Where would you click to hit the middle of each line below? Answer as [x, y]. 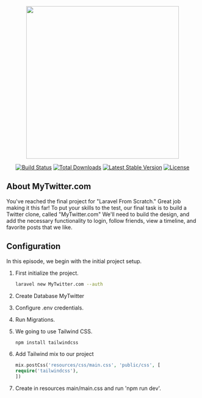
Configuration [34, 246]
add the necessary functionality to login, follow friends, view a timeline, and [101, 220]
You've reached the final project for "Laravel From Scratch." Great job [94, 201]
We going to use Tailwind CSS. [54, 331]
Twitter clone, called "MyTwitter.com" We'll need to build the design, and [98, 214]
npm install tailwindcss [47, 342]
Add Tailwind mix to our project [54, 354]
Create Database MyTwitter [49, 295]
